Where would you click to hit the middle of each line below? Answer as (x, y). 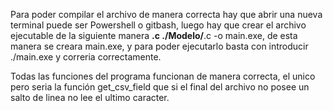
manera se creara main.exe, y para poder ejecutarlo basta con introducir (159, 46)
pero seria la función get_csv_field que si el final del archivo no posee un (160, 87)
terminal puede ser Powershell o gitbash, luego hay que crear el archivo (158, 25)
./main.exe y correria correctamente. (86, 57)
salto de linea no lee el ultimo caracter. (90, 97)
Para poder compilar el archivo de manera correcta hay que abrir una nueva (166, 14)
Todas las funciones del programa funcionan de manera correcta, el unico (163, 76)
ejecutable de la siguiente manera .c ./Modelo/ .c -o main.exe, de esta (154, 35)
